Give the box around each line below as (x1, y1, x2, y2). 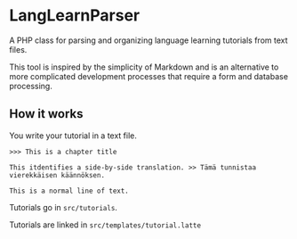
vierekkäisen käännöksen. (9, 170, 105, 179)
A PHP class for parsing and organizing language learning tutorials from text (9, 35, 288, 45)
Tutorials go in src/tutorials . (9, 202, 118, 212)
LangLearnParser (9, 5, 140, 26)
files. (9, 44, 28, 54)
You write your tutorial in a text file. (9, 130, 138, 141)
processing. (9, 80, 53, 91)
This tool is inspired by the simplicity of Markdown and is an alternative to (9, 62, 279, 72)
